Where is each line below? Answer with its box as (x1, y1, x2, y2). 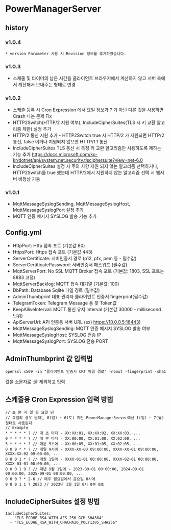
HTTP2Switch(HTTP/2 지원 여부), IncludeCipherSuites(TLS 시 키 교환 (12, 119, 156, 125)
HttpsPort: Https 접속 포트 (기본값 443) (12, 248, 93, 255)
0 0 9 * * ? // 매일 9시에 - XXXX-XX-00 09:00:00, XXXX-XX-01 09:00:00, (5, 447, 159, 452)
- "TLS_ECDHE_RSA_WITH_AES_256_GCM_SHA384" (10, 516, 104, 521)
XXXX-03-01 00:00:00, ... (5, 461, 60, 467)
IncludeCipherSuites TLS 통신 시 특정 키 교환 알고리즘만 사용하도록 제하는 (12, 145, 162, 151)
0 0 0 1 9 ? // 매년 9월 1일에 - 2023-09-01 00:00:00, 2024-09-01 (5, 467, 144, 472)
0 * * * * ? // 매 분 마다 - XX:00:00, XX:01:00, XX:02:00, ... (5, 436, 141, 441)
